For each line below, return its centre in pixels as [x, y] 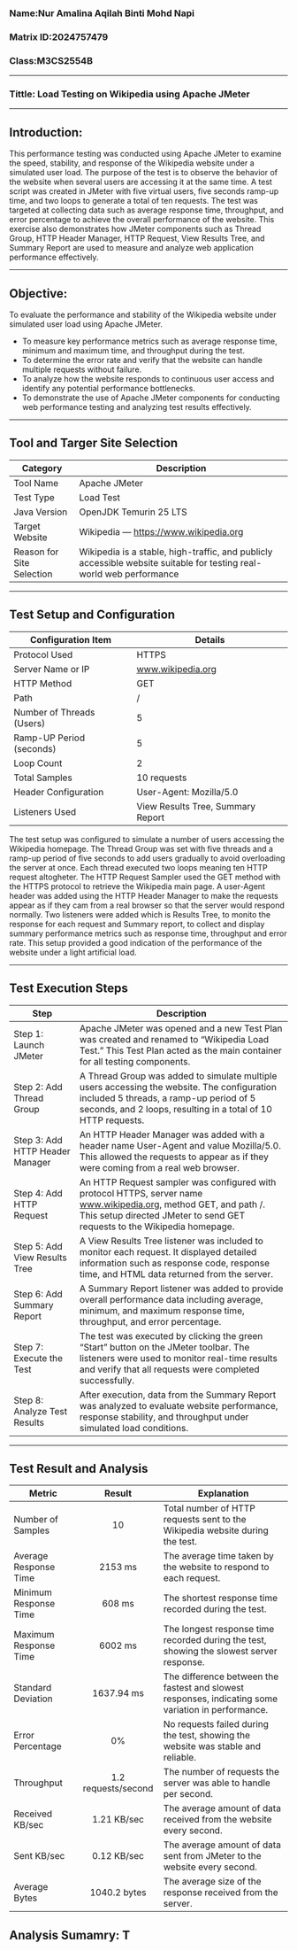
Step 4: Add [38, 1193]
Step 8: [29, 1400]
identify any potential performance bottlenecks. [109, 389]
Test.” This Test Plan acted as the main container [181, 1050]
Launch [29, 1045]
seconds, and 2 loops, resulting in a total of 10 [175, 1109]
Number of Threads [54, 712]
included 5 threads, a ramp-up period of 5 [168, 1098]
